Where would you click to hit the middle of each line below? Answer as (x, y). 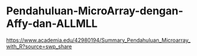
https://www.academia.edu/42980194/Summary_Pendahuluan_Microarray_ (98, 40)
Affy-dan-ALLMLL (52, 24)
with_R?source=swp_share (39, 46)
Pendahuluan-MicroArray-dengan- (95, 11)
